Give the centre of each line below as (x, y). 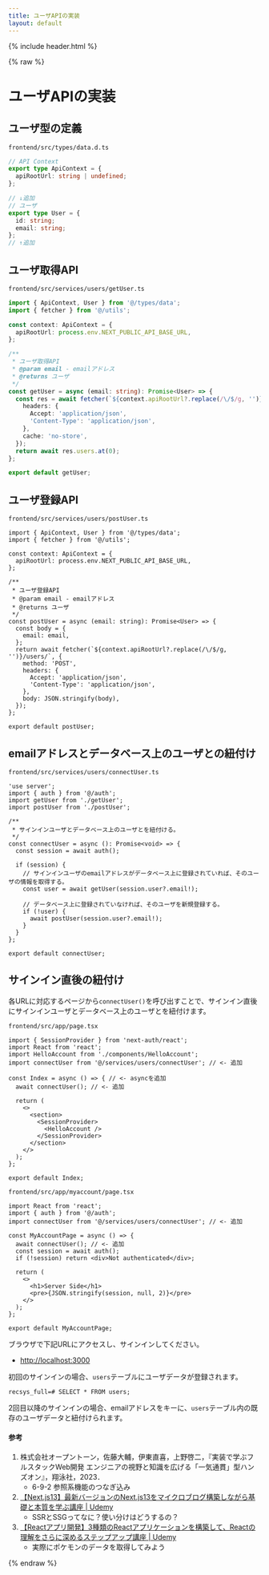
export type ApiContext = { (55, 169)
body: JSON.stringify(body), (71, 699)
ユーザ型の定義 (45, 129)
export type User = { (44, 213)
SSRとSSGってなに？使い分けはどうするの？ (105, 1516)
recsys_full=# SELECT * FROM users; (69, 1391)
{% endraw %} (33, 1563)
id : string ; (36, 220)
